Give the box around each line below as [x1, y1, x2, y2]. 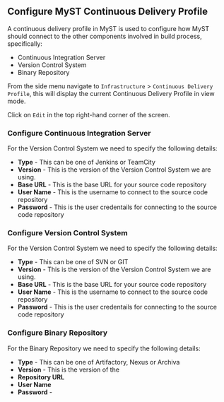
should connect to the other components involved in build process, [7, 32, 203, 40]
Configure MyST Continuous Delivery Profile [7, 6, 208, 18]
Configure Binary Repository [7, 328, 108, 338]
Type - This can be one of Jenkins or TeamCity [17, 158, 155, 167]
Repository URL [17, 372, 65, 381]
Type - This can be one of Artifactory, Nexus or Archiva [17, 357, 180, 366]
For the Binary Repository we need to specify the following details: [7, 344, 201, 353]
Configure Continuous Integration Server [7, 128, 151, 138]
